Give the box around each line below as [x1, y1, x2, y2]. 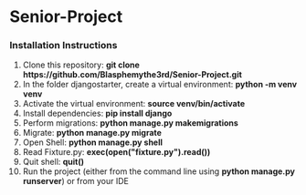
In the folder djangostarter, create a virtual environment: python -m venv [22, 79, 298, 90]
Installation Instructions [9, 39, 118, 52]
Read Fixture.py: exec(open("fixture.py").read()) [22, 147, 211, 158]
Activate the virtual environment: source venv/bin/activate [22, 98, 245, 109]
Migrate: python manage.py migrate [22, 128, 163, 139]
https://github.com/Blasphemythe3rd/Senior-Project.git [22, 69, 242, 80]
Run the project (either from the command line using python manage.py [22, 166, 295, 177]
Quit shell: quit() [22, 157, 85, 168]
